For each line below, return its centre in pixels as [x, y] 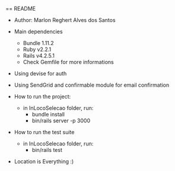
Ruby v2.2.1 [37, 49]
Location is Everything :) [44, 161]
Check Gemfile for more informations [68, 62]
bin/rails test [47, 150]
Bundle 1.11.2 [38, 43]
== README [21, 9]
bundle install [48, 114]
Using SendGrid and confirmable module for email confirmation [92, 85]
